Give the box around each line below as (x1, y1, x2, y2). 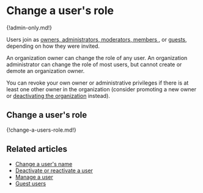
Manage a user (15, 173, 54, 181)
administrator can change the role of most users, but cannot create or (6, 61, 182, 68)
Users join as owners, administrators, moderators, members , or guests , (6, 36, 188, 43)
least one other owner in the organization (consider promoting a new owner (6, 85, 197, 93)
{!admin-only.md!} (6, 24, 53, 31)
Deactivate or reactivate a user (15, 167, 94, 174)
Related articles (6, 144, 67, 154)
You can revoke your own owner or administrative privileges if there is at (6, 79, 189, 86)
